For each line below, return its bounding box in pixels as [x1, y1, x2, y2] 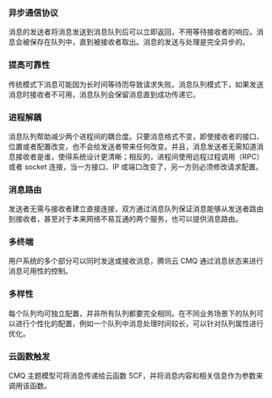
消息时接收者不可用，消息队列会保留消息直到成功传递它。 [8, 89, 200, 99]
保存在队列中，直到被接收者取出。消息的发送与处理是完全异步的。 [29, 37, 249, 47]
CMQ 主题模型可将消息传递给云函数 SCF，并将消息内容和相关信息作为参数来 [8, 370, 263, 381]
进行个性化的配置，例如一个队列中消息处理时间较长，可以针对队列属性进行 [15, 318, 264, 328]
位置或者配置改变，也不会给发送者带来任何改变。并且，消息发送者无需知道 [8, 142, 257, 151]
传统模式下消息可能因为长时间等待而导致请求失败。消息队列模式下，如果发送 [8, 79, 264, 89]
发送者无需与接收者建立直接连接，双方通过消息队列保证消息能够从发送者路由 [8, 204, 264, 214]
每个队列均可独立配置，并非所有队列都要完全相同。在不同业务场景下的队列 [8, 308, 257, 318]
